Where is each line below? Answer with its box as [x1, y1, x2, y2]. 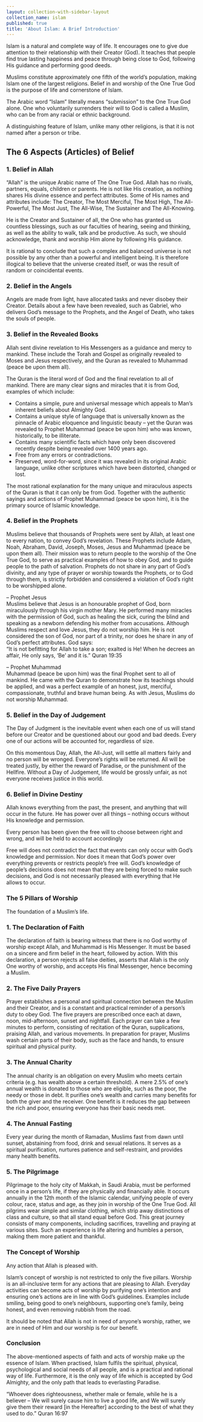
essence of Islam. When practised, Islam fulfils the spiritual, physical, [6, 1359, 178, 1366]
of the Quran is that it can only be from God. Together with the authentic [6, 489, 186, 496]
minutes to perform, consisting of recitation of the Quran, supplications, [6, 1024, 185, 1031]
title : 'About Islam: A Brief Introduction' [6, 25, 120, 32]
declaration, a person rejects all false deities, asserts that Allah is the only [6, 956, 189, 964]
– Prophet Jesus [6, 594, 47, 601]
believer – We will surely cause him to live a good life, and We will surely [6, 1397, 186, 1404]
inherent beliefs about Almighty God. [14, 406, 107, 413]
